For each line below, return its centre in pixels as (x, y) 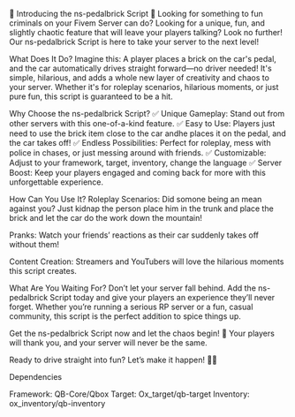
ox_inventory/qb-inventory (57, 403)
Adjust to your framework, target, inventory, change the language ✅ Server (146, 163)
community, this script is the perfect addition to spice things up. (125, 316)
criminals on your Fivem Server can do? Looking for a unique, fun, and (137, 23)
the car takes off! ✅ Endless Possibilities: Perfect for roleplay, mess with (140, 143)
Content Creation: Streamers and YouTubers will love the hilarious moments (147, 262)
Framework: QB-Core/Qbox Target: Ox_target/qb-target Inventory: (129, 394)
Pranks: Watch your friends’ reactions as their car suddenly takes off (134, 235)
